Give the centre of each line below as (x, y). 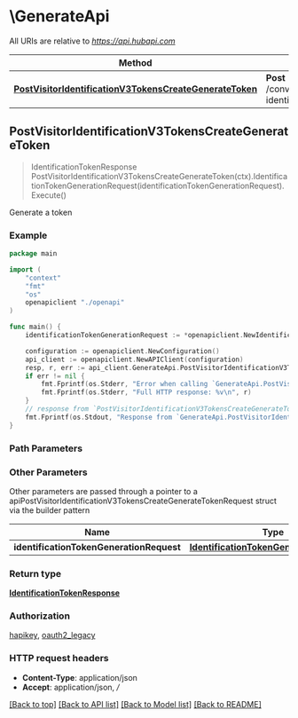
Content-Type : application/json (79, 677)
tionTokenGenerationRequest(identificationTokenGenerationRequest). (158, 185)
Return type (35, 573)
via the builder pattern (50, 510)
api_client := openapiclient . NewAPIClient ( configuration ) (134, 359)
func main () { (35, 327)
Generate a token (41, 212)
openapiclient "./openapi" (75, 303)
